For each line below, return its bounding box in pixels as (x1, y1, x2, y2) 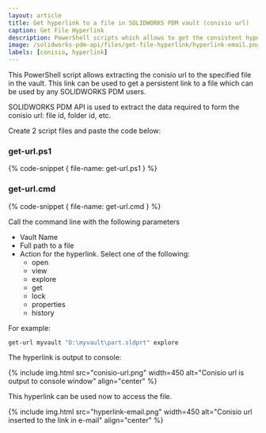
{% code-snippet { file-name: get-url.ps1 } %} (8, 164, 158, 173)
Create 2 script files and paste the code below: (8, 126, 161, 135)
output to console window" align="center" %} (8, 377, 158, 386)
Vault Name (19, 232, 58, 241)
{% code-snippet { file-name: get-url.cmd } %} (8, 201, 161, 211)
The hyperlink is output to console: (8, 353, 122, 363)
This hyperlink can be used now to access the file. (8, 392, 173, 401)
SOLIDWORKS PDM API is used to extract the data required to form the (8, 102, 240, 112)
